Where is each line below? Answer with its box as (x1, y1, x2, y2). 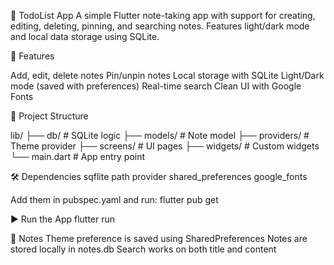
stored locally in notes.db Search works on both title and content (10, 243, 277, 255)
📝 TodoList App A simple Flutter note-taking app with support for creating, (10, 10, 316, 21)
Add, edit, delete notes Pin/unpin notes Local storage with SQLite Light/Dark (10, 70, 325, 81)
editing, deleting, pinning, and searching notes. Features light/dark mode (10, 20, 310, 32)
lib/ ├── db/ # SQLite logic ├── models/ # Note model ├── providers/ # (10, 130, 310, 141)
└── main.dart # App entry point (10, 151, 146, 162)
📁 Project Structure (10, 110, 89, 122)
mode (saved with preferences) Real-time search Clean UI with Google (10, 80, 302, 92)
